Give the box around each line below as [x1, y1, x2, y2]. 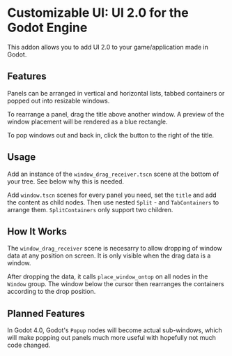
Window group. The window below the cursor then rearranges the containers [7, 280, 224, 288]
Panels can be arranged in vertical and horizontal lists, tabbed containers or [7, 89, 225, 97]
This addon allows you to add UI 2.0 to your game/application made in [7, 43, 209, 51]
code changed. [7, 341, 51, 350]
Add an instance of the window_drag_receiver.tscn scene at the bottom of [7, 170, 219, 178]
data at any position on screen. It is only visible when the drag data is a [7, 251, 211, 260]
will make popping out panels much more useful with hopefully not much [7, 334, 216, 342]
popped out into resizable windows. [7, 96, 110, 105]
